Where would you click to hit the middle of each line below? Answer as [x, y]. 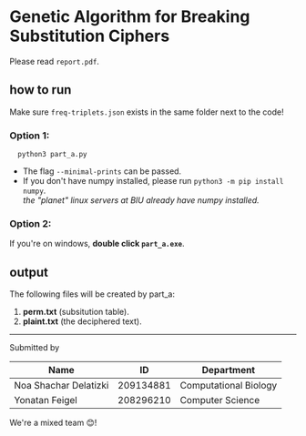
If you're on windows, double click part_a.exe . [97, 244]
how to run [41, 90]
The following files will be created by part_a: [92, 294]
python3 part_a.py [53, 155]
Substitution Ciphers [90, 36]
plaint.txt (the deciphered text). [82, 321]
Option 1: [30, 136]
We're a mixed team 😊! [53, 423]
